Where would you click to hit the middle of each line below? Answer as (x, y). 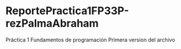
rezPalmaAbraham (52, 23)
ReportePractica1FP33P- (67, 11)
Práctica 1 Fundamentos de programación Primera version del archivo (90, 40)
